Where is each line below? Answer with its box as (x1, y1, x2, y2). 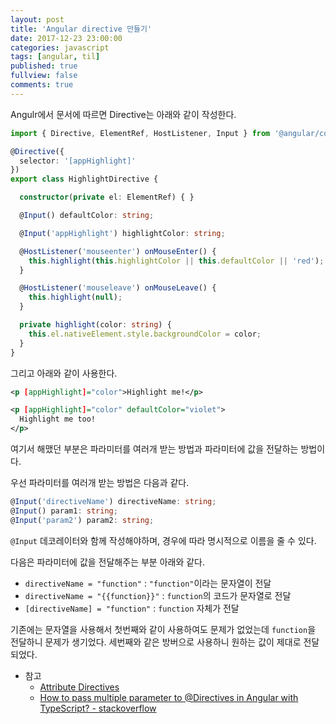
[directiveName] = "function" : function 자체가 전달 (24, 602, 240, 614)
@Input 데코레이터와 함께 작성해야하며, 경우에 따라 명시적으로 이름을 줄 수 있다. (10, 534, 317, 546)
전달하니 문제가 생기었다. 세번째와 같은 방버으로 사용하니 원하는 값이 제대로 (10, 636, 302, 648)
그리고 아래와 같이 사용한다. (10, 367, 118, 379)
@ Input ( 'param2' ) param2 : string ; (10, 515, 155, 525)
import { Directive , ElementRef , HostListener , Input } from (10, 128, 271, 138)
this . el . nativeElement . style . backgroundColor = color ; (28, 329, 262, 339)
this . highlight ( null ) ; (28, 292, 123, 303)
